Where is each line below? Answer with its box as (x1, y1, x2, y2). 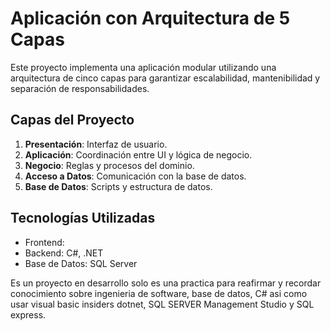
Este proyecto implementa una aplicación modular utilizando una (10, 61, 277, 73)
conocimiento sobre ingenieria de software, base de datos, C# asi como (10, 287, 308, 299)
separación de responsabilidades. (10, 82, 150, 94)
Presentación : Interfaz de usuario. (24, 138, 168, 150)
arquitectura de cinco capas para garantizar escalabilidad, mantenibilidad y (10, 72, 321, 84)
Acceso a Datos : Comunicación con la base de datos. (24, 170, 247, 182)
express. (10, 308, 47, 321)
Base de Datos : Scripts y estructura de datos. (24, 180, 213, 192)
